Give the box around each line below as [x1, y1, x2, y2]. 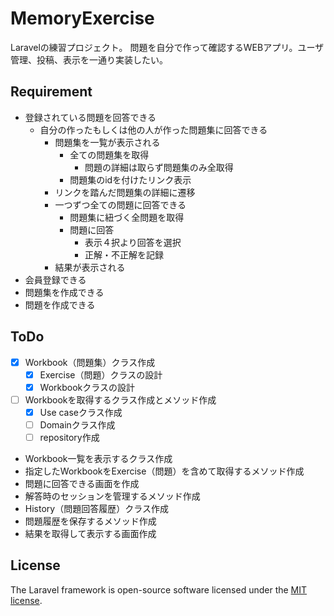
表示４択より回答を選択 [84, 236, 182, 248]
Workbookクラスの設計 [39, 381, 135, 393]
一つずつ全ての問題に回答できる [54, 198, 187, 211]
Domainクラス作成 [39, 418, 116, 431]
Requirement [10, 83, 93, 101]
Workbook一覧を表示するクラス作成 [24, 453, 173, 464]
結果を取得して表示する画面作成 [24, 528, 157, 539]
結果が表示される [54, 261, 126, 273]
